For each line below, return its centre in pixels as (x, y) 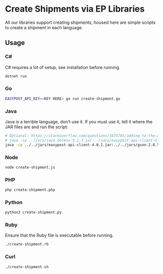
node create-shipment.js (30, 167)
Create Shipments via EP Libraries (75, 9)
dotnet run (16, 76)
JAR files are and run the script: (37, 127)
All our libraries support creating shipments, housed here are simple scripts (80, 22)
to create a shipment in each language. (44, 27)
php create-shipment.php (30, 190)
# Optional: (17, 136)
